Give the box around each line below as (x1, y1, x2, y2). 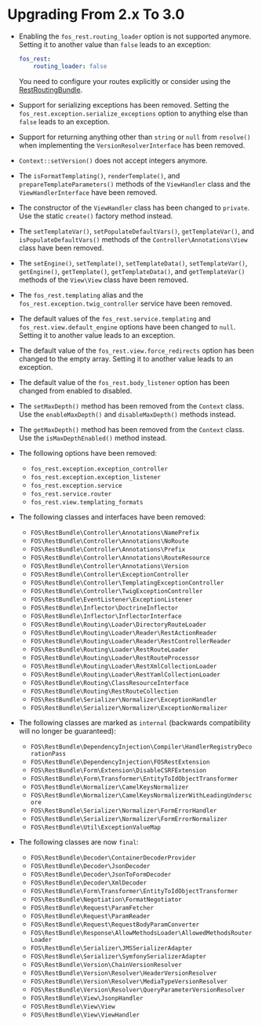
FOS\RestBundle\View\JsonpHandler (30, 994, 144, 1002)
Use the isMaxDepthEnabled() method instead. (18, 433, 168, 442)
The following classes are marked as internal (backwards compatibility (18, 717, 251, 727)
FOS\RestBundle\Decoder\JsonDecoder (30, 862, 151, 870)
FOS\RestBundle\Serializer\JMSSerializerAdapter (30, 944, 193, 952)
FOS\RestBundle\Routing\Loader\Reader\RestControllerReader (30, 637, 231, 645)
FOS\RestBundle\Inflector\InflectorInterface (30, 612, 182, 620)
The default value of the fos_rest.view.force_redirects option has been (18, 346, 254, 355)
